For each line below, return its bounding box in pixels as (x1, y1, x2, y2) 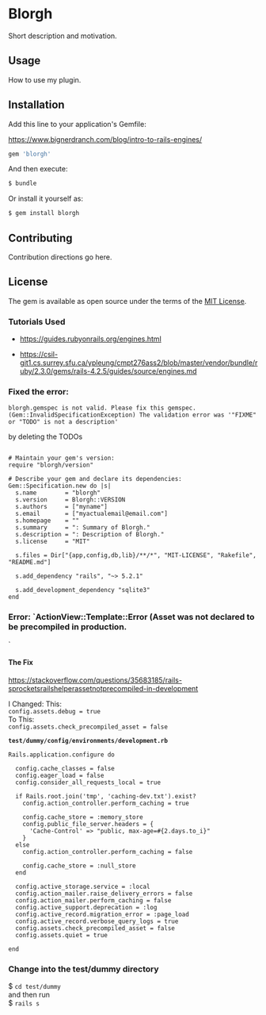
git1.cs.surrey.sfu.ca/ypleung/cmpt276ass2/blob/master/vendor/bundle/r (19, 358, 258, 367)
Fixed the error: (8, 386, 69, 398)
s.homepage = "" (15, 517, 80, 525)
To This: (8, 714, 35, 724)
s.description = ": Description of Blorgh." (15, 531, 165, 539)
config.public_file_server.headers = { (22, 820, 154, 828)
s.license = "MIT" (15, 537, 90, 546)
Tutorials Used (8, 316, 66, 327)
